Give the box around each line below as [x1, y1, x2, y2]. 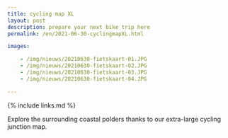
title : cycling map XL [7, 10, 74, 18]
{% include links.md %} [7, 100, 76, 110]
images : [7, 43, 30, 50]
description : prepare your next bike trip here [7, 23, 151, 30]
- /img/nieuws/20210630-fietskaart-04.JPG [20, 75, 147, 82]
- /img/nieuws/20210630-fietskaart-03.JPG [20, 69, 147, 76]
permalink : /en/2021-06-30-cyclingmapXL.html [7, 30, 144, 38]
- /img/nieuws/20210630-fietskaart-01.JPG [20, 56, 147, 63]
